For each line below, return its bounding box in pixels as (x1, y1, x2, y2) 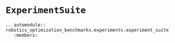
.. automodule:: (5, 22, 46, 28)
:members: (13, 32, 38, 38)
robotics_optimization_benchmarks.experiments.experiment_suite (5, 27, 169, 33)
